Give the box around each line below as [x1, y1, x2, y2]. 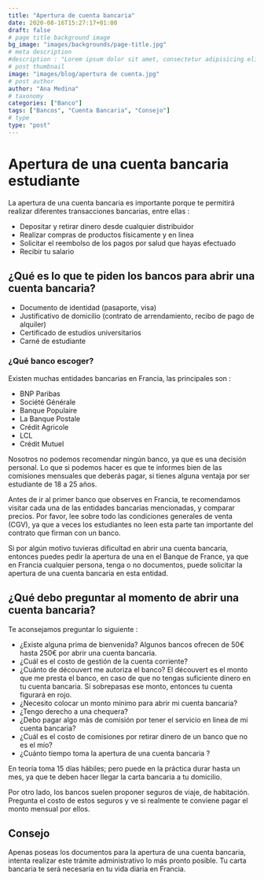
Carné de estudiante [19, 336, 86, 346]
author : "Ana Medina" [8, 84, 79, 93]
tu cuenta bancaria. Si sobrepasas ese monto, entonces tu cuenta [19, 682, 233, 691]
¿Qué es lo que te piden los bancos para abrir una [8, 269, 255, 283]
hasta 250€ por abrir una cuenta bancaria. [19, 648, 157, 657]
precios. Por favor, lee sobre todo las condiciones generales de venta [8, 511, 233, 520]
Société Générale [19, 397, 76, 406]
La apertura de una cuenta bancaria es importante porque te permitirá [8, 198, 235, 207]
